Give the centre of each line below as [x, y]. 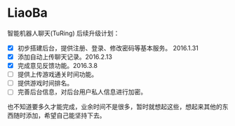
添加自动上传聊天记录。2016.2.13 [65, 57]
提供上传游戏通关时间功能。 [58, 74]
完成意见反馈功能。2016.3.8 [58, 66]
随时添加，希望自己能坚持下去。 [59, 115]
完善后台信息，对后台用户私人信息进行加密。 [82, 92]
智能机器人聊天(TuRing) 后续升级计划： [63, 33]
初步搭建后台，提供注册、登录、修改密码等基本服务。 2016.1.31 [108, 48]
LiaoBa [27, 13]
